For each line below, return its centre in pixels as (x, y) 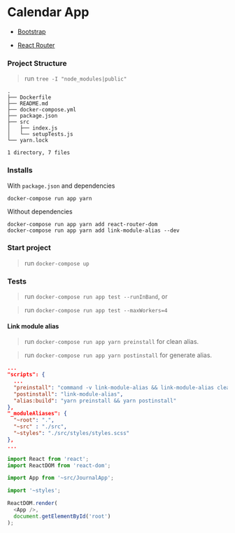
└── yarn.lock (28, 141)
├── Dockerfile (29, 98)
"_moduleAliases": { (37, 414)
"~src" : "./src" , (41, 427)
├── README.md (28, 104)
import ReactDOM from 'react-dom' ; (59, 465)
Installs (20, 170)
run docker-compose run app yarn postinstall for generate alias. (118, 355)
